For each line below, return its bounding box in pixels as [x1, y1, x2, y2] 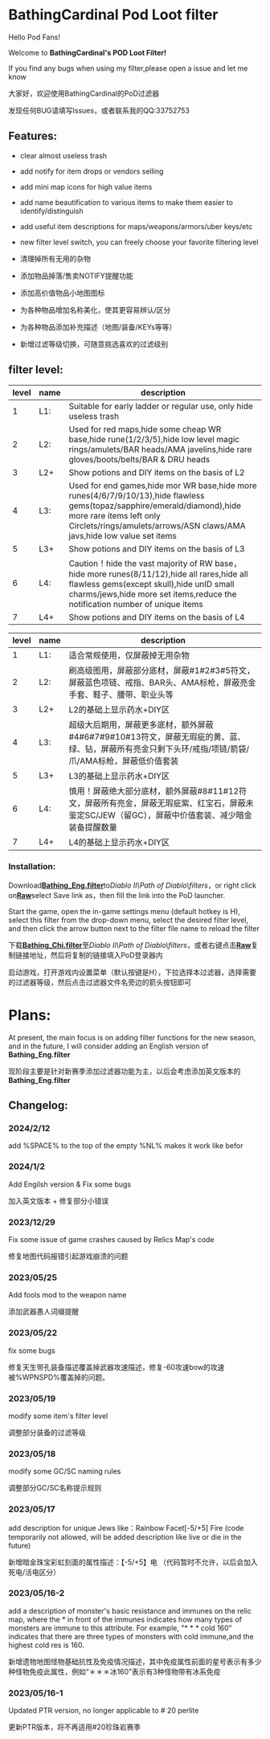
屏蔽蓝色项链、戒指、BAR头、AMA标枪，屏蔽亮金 [68, 677, 256, 688]
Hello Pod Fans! [8, 32, 60, 42]
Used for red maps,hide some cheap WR [68, 424, 222, 435]
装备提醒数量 [68, 822, 118, 833]
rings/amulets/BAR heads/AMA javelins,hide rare [68, 444, 252, 455]
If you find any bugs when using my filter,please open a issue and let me [8, 63, 248, 73]
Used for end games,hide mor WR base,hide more [68, 480, 257, 491]
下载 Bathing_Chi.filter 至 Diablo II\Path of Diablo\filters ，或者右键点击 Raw [8, 940, 252, 949]
